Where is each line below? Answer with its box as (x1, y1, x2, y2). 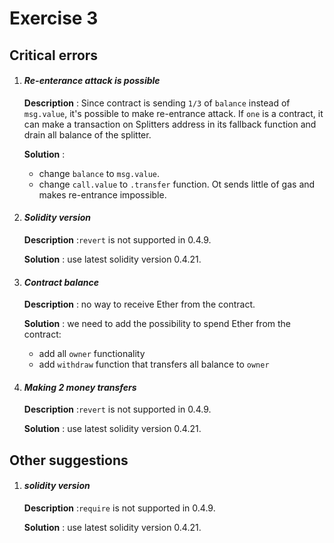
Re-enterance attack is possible (23, 75, 161, 87)
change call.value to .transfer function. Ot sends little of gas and (38, 178, 316, 190)
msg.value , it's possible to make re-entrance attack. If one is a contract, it (23, 107, 324, 119)
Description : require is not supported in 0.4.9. (23, 502, 216, 514)
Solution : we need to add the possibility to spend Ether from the (23, 318, 291, 330)
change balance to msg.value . (38, 167, 161, 179)
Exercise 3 (9, 7, 99, 30)
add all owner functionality (38, 348, 146, 360)
